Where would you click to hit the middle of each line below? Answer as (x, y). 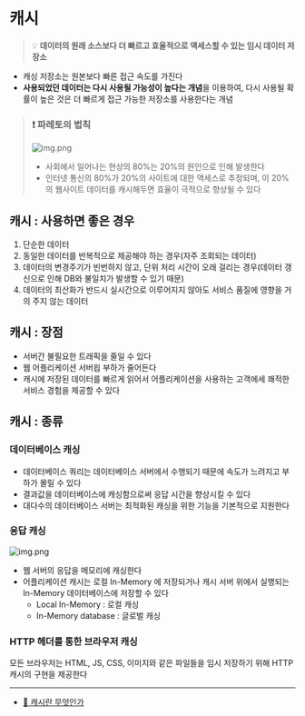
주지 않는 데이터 (60, 302)
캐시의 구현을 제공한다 (49, 674)
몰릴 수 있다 (60, 482)
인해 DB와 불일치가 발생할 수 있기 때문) (115, 279)
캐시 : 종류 (36, 422)
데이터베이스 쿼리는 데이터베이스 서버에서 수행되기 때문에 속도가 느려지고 (151, 471)
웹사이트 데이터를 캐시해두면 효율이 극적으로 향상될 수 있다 (158, 189)
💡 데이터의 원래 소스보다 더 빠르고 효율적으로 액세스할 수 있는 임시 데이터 (158, 45)
